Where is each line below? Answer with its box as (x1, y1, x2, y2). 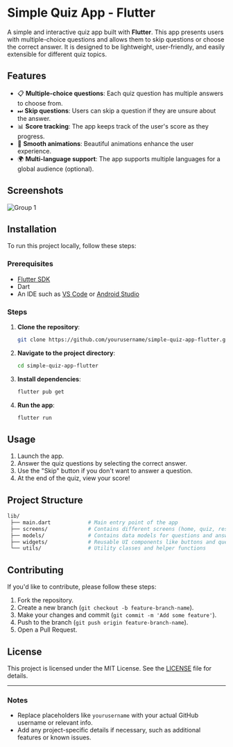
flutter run (17, 414, 52, 421)
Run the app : (17, 401, 55, 409)
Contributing (7, 564, 64, 576)
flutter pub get (17, 388, 64, 395)
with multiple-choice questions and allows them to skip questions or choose (7, 35, 225, 43)
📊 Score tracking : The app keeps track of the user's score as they (17, 122, 209, 130)
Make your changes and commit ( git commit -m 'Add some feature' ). (17, 611, 217, 619)
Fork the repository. (17, 596, 74, 605)
